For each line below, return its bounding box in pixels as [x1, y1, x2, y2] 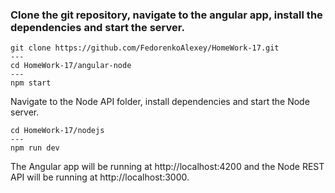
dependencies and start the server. [10, 20, 185, 34]
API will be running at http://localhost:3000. [10, 171, 190, 183]
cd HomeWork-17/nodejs [10, 126, 105, 136]
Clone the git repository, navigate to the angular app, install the [10, 8, 323, 22]
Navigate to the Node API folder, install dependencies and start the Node [10, 96, 310, 108]
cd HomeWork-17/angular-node [10, 61, 132, 71]
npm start [10, 78, 52, 88]
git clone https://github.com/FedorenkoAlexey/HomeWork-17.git [10, 43, 280, 53]
